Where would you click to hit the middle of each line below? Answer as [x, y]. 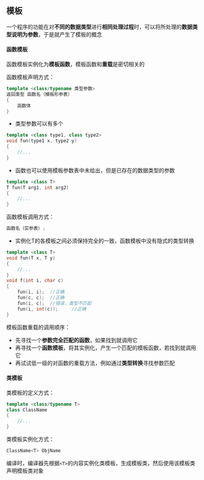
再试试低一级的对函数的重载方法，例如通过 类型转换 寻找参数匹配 [95, 363]
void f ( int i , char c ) [35, 281]
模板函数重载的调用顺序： [38, 327]
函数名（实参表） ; [26, 228]
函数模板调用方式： [30, 217]
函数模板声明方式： [30, 77]
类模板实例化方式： [30, 439]
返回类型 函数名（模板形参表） [39, 94]
